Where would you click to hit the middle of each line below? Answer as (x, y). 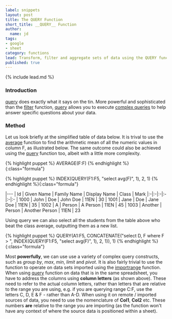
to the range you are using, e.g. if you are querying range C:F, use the (79, 289)
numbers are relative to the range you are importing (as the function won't (84, 305)
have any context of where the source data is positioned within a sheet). (81, 311)
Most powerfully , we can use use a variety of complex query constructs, (82, 256)
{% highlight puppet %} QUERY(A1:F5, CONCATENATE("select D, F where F (85, 235)
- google (15, 44)
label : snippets (23, 10)
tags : (11, 39)
